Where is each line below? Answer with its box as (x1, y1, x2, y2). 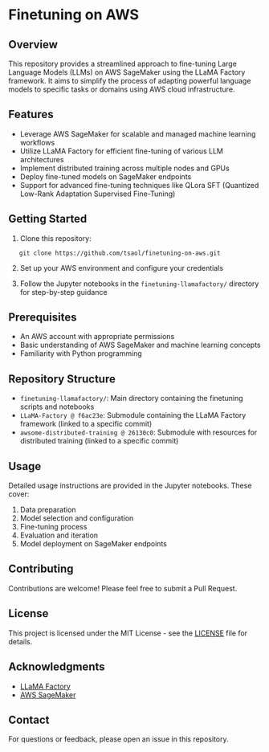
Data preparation (19, 505, 76, 515)
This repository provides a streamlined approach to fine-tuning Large (8, 59, 237, 68)
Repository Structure (8, 372, 116, 386)
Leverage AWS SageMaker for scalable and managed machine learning (19, 129, 256, 138)
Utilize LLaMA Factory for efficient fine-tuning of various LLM (19, 146, 223, 156)
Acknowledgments (8, 660, 106, 674)
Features (8, 108, 54, 121)
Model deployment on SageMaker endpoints (19, 539, 167, 549)
